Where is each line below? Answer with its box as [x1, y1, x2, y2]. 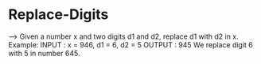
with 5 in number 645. [8, 48, 80, 58]
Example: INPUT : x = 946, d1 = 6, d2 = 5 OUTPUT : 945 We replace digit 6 [8, 40, 253, 49]
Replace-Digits [8, 6, 109, 24]
